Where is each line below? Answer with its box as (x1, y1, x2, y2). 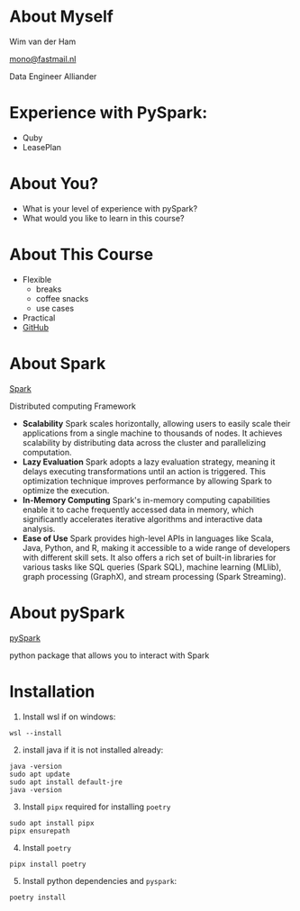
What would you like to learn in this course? (22, 212, 185, 223)
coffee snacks (35, 293, 89, 303)
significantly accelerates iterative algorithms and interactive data (22, 513, 263, 524)
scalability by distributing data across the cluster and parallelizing (22, 437, 267, 447)
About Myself (9, 6, 114, 27)
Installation (9, 681, 95, 701)
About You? (9, 174, 99, 194)
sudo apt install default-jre (9, 777, 123, 787)
